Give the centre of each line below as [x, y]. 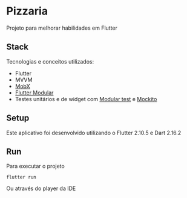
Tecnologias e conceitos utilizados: [50, 61]
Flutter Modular [34, 93]
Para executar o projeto [35, 166]
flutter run [21, 177]
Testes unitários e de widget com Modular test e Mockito [86, 99]
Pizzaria [27, 11]
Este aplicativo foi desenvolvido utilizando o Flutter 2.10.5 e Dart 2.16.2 [94, 133]
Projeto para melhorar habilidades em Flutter [62, 28]
